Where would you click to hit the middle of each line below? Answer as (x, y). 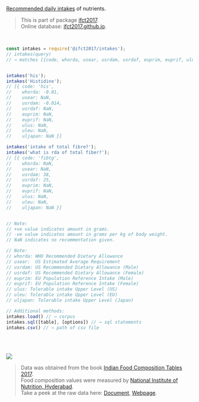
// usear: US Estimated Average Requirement (63, 261)
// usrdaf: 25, (29, 180)
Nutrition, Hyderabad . (47, 387)
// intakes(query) (29, 54)
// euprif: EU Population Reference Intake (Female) (73, 284)
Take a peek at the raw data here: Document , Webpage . (89, 393)
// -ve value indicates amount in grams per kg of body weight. (87, 234)
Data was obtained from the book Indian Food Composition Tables (101, 368)
